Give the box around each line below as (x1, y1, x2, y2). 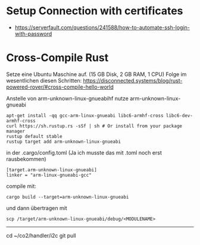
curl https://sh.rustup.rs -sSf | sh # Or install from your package (6, 123, 183, 129)
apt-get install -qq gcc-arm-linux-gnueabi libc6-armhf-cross (6, 112, 164, 118)
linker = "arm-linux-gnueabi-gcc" (6, 172, 92, 178)
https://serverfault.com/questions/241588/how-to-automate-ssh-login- (14, 24, 190, 31)
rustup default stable (6, 133, 62, 139)
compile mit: (6, 183, 37, 190)
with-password (14, 30, 52, 37)
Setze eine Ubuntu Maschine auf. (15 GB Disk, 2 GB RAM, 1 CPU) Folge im (6, 70, 187, 78)
